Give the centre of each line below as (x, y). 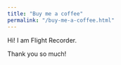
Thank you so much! (37, 54)
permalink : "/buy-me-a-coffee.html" (61, 20)
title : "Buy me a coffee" (45, 14)
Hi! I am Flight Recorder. (42, 40)
